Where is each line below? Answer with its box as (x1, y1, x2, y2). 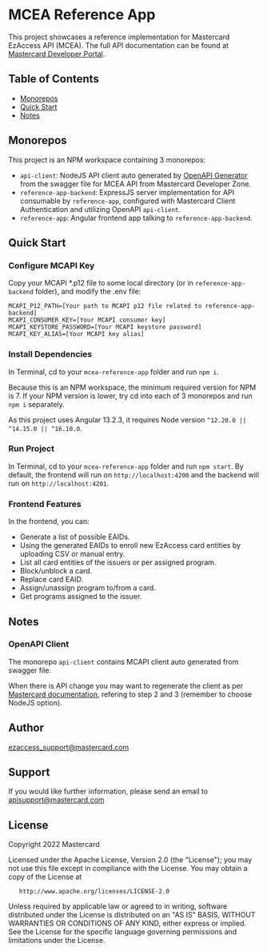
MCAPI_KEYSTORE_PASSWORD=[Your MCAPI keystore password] (8, 323, 202, 331)
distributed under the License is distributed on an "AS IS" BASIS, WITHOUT (8, 910, 256, 920)
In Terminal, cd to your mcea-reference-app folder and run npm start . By (8, 462, 244, 471)
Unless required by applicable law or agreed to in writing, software (8, 901, 228, 911)
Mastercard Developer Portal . (8, 49, 106, 58)
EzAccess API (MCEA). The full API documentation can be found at (8, 40, 229, 50)
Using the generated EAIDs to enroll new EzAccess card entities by (19, 541, 241, 550)
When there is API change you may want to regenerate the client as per (8, 681, 244, 690)
